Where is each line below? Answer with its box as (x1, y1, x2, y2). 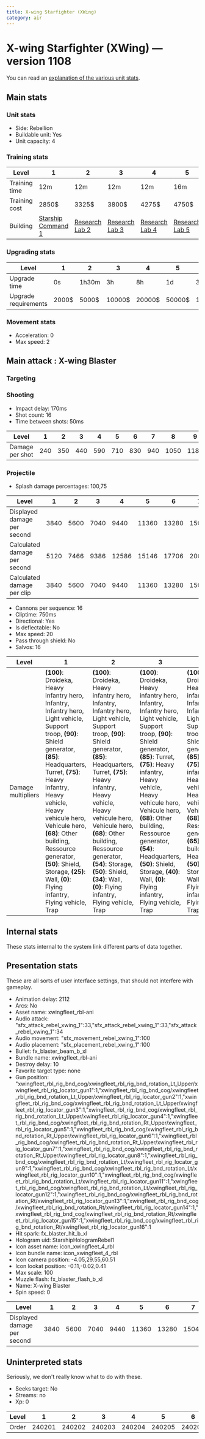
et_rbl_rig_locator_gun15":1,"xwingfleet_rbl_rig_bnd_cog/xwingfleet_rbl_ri (15, 1217, 199, 1224)
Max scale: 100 (15, 1269, 54, 1276)
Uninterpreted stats (6, 1357, 82, 1367)
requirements (9, 299, 48, 308)
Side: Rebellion (15, 124, 53, 132)
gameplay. (6, 983, 32, 990)
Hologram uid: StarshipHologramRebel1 (15, 1236, 115, 1243)
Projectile (6, 468, 35, 477)
